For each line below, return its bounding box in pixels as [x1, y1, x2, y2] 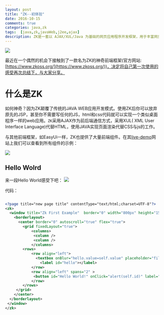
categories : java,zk [5, 25, 47, 30]
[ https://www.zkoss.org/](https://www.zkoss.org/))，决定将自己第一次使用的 [5, 63, 159, 69]
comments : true [5, 20, 36, 26]
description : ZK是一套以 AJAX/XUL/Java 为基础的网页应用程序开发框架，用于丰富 [5, 35, 155, 39]
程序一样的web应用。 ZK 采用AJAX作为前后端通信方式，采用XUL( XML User [5, 117, 155, 123]
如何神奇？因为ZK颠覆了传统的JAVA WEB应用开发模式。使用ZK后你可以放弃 [5, 105, 158, 111]
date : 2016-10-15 [5, 16, 41, 21]
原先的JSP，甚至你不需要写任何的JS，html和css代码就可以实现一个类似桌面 [5, 111, 158, 117]
